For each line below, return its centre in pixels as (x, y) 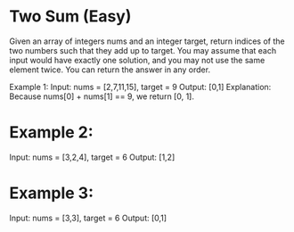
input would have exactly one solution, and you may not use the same (137, 60)
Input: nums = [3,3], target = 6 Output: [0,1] (88, 218)
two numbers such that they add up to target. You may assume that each (143, 50)
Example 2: (51, 133)
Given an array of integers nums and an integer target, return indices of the (147, 41)
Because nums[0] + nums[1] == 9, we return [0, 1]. (102, 96)
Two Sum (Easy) (70, 17)
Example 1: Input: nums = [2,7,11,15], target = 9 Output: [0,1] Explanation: (140, 87)
